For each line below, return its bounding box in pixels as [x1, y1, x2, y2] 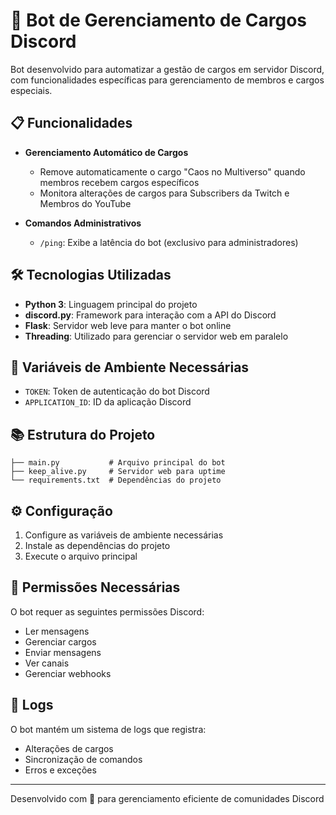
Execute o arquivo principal [24, 550, 138, 562]
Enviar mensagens [24, 646, 102, 658]
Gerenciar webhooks [24, 667, 112, 679]
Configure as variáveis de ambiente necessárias [24, 529, 224, 541]
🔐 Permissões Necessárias [10, 579, 181, 596]
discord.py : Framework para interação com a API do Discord [24, 309, 277, 321]
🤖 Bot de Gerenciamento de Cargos [10, 9, 308, 32]
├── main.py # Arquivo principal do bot [10, 458, 226, 468]
